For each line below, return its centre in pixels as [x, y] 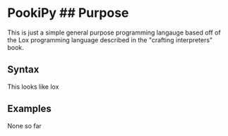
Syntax [23, 69]
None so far [25, 125]
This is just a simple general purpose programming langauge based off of [114, 32]
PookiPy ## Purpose [68, 13]
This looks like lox [33, 87]
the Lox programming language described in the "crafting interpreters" [110, 39]
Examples [29, 109]
